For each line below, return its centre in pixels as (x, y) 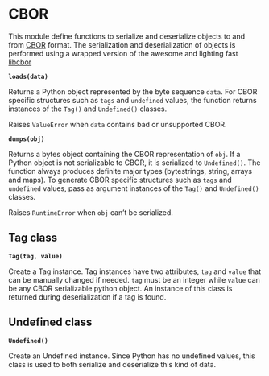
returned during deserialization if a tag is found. (87, 297)
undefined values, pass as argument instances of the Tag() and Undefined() (134, 188)
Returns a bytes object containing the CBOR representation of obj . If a (124, 154)
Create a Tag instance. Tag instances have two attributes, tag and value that (135, 271)
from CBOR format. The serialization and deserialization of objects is (122, 44)
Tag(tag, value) (35, 256)
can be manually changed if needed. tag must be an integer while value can (134, 279)
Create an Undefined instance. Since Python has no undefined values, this (132, 356)
